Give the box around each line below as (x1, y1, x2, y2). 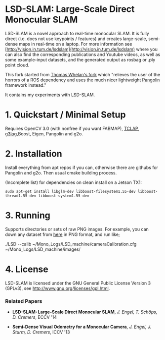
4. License (5, 264, 48, 275)
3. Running (5, 210, 51, 221)
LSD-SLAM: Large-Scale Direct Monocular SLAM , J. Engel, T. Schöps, (12, 309, 158, 315)
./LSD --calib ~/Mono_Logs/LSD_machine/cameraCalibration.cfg (5, 241, 137, 247)
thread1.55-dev (5, 193, 37, 198)
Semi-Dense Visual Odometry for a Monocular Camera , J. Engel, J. (12, 324, 152, 330)
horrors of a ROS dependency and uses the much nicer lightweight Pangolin (5, 77, 160, 83)
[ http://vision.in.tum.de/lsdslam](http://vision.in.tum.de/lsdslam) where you (5, 46, 158, 52)
